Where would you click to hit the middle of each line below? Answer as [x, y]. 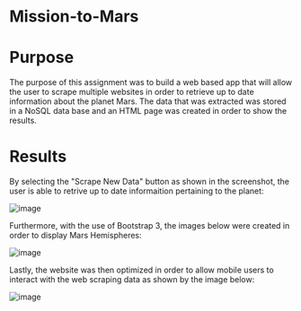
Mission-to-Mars [74, 17]
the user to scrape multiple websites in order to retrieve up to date [132, 92]
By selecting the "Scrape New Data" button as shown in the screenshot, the [150, 182]
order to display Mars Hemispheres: [75, 236]
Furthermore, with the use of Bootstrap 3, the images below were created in [150, 226]
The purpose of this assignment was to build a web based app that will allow [151, 82]
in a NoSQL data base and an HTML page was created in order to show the [148, 111]
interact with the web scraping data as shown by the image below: [132, 280]
